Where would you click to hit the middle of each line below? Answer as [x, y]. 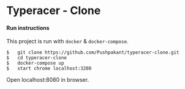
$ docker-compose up [35, 63]
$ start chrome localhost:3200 [49, 69]
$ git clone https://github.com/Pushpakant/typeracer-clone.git [93, 52]
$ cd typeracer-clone [37, 58]
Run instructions [28, 27]
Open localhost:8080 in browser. [48, 80]
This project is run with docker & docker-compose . [67, 41]
